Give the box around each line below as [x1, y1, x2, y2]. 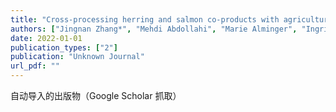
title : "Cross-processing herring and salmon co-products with [10, 14, 280, 25]
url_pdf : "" [10, 61, 60, 71]
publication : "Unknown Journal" [10, 52, 145, 62]
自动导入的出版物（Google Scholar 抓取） [10, 90, 182, 101]
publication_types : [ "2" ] [10, 42, 118, 53]
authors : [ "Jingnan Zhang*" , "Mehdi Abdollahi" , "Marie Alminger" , [10, 24, 298, 34]
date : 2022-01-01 [10, 33, 83, 43]
